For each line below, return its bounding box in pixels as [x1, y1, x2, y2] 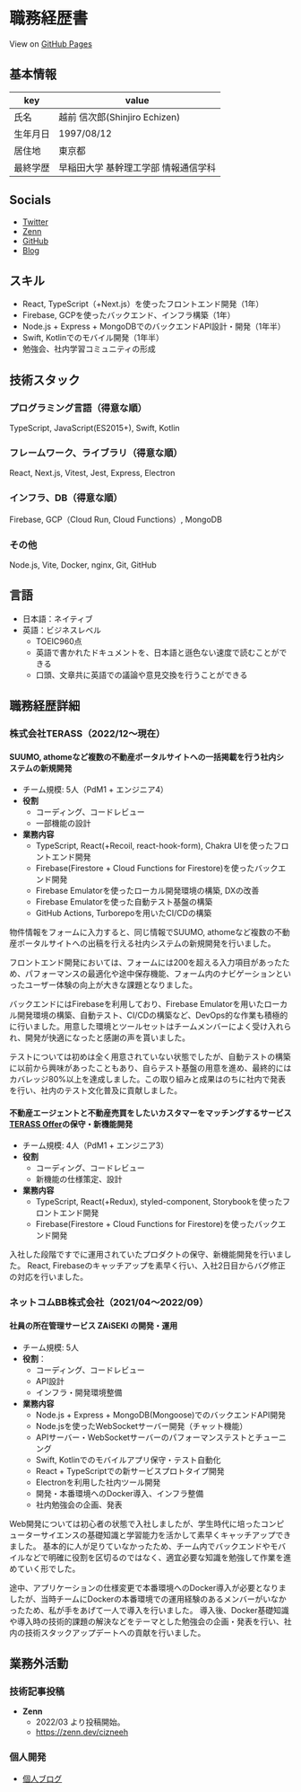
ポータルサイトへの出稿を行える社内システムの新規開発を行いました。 [16, 938, 276, 949]
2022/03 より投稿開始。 [35, 1717, 125, 1727]
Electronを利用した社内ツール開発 [35, 1477, 161, 1487]
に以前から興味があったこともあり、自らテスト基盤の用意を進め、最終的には [9, 1063, 292, 1073]
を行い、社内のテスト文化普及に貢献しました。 [9, 1085, 182, 1096]
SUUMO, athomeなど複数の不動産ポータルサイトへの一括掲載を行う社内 [9, 751, 277, 762]
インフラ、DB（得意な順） [9, 491, 123, 504]
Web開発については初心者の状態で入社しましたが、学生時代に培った [9, 1518, 262, 1529]
